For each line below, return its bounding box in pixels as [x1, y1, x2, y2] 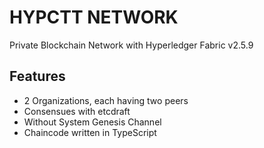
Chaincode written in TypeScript [23, 126, 157, 138]
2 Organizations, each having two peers [23, 94, 189, 106]
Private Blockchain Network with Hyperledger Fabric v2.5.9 [9, 39, 254, 51]
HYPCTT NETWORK [9, 6, 179, 29]
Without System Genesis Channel [23, 116, 162, 128]
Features [9, 68, 66, 85]
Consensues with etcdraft [23, 105, 131, 117]
